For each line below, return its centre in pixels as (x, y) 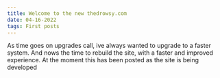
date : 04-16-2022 (32, 20)
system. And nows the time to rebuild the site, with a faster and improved (110, 53)
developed (22, 67)
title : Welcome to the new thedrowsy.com (67, 13)
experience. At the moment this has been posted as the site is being (103, 60)
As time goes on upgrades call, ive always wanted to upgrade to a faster (109, 46)
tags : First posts (33, 26)
